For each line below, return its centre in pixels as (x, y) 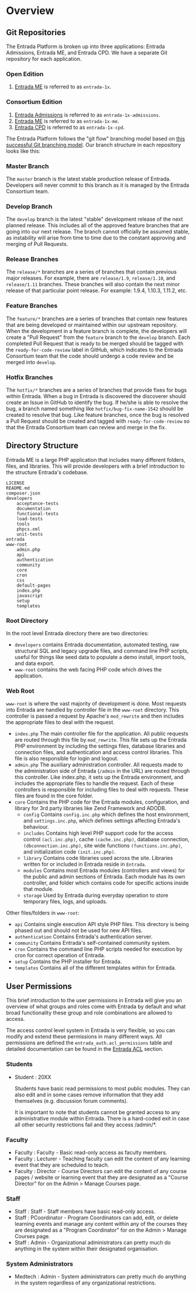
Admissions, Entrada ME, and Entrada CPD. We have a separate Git (87, 53)
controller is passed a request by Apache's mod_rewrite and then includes (95, 716)
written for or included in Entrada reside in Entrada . (85, 864)
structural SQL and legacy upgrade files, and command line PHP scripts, (102, 651)
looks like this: (23, 151)
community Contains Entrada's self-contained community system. (92, 943)
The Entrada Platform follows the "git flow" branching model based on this (96, 138)
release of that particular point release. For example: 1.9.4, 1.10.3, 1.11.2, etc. (97, 290)
